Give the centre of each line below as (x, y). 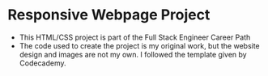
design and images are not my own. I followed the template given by (133, 54)
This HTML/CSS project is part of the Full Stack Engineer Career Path (135, 37)
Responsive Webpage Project (109, 15)
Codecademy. (43, 63)
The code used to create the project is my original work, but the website (139, 45)
